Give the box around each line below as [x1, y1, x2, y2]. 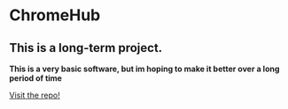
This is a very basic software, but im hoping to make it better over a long [9, 63, 280, 74]
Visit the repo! [9, 90, 60, 100]
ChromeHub [9, 5, 101, 25]
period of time [9, 73, 62, 84]
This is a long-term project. [9, 40, 163, 55]
